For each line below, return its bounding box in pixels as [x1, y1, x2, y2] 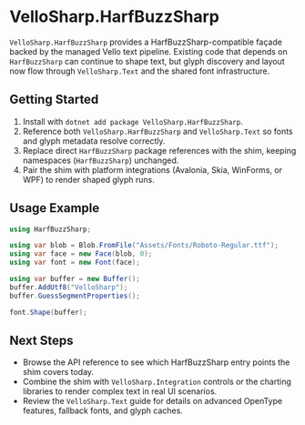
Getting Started [9, 92, 99, 107]
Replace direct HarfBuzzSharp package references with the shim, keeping [22, 145, 297, 156]
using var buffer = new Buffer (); [9, 275, 141, 284]
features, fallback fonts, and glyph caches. [22, 405, 184, 416]
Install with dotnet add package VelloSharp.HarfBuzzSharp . [22, 116, 243, 126]
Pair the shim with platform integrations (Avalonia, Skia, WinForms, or [22, 164, 282, 175]
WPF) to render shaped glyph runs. [22, 174, 155, 185]
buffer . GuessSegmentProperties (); [9, 291, 141, 300]
